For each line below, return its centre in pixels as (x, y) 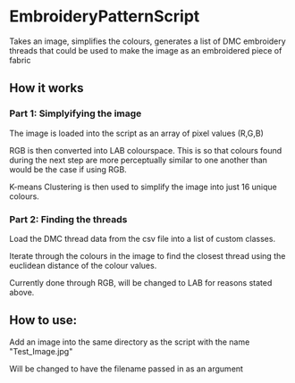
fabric (20, 60)
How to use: (43, 320)
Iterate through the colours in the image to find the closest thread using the (147, 255)
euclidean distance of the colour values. (83, 265)
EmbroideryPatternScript (105, 17)
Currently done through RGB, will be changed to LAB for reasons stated (141, 282)
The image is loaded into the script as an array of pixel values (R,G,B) (136, 133)
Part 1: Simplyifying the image (76, 113)
